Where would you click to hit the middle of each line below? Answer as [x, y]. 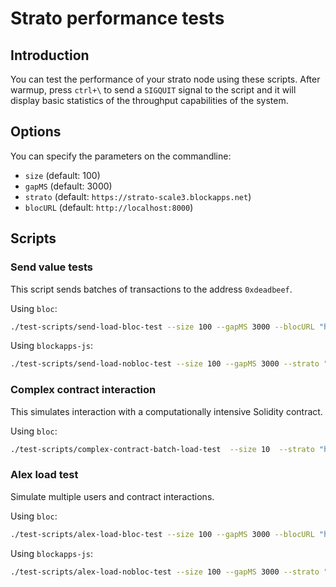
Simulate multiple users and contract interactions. [112, 496]
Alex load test [44, 475]
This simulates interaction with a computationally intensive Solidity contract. [166, 411]
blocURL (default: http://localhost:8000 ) [109, 207]
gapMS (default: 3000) [68, 186]
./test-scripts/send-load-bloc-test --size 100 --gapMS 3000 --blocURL [162, 327]
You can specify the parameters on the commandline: [121, 156]
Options [36, 132]
